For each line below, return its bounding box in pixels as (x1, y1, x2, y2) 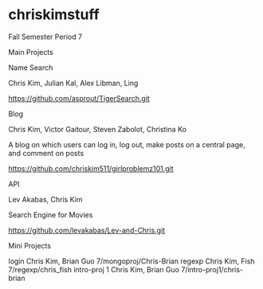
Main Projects (8, 47, 53, 57)
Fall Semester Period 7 (8, 32, 82, 41)
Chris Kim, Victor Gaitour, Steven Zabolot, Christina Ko (8, 124, 187, 134)
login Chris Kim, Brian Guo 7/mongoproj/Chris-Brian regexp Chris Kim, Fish (8, 256, 255, 266)
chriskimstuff (8, 6, 100, 24)
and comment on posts (8, 148, 84, 158)
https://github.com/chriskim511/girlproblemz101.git (8, 163, 174, 173)
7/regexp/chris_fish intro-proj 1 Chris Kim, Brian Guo (8, 264, 179, 274)
